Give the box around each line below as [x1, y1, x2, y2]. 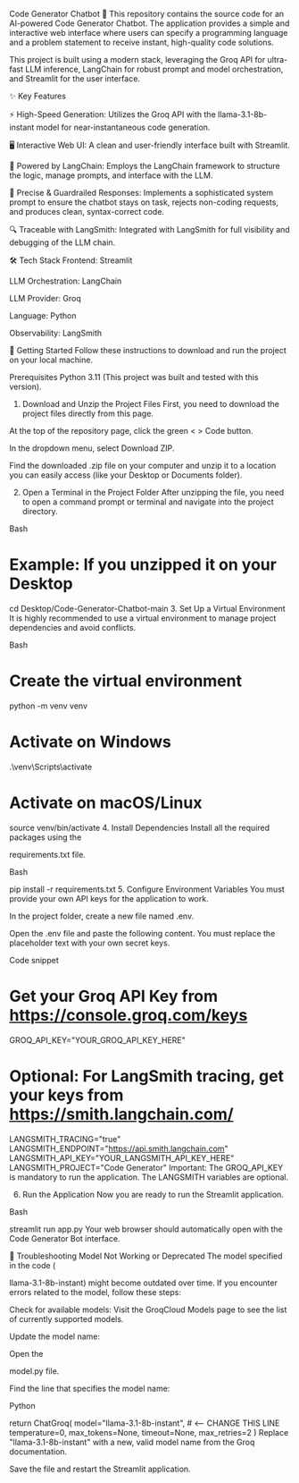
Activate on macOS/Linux [9, 792, 203, 813]
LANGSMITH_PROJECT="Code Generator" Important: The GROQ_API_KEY [9, 1162, 284, 1173]
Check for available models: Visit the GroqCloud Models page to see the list [9, 1304, 287, 1315]
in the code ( [9, 1259, 56, 1270]
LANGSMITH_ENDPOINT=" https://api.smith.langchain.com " [9, 1143, 229, 1154]
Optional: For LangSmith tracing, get [9, 1065, 284, 1086]
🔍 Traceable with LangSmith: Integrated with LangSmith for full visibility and [9, 225, 290, 234]
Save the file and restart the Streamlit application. [9, 1463, 191, 1474]
